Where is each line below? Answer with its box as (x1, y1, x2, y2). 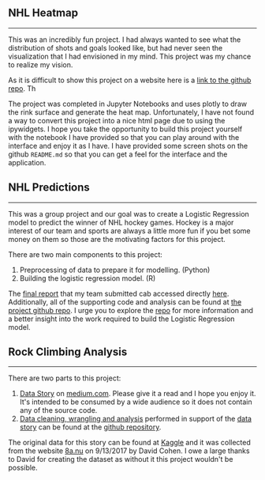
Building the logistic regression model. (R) (19, 273, 156, 283)
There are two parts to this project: (8, 373, 121, 383)
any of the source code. (19, 406, 98, 415)
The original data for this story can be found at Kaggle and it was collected (8, 438, 251, 448)
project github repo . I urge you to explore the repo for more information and (8, 305, 254, 315)
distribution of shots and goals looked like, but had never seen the (8, 43, 223, 52)
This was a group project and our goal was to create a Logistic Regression (8, 209, 250, 218)
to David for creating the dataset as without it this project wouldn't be (8, 455, 233, 464)
